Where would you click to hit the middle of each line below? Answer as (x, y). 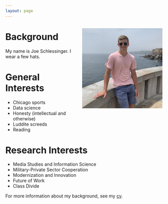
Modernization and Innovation (44, 175)
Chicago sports (29, 102)
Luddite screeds (30, 124)
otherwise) (24, 118)
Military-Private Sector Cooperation (50, 170)
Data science (27, 108)
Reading (22, 129)
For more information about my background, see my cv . (64, 196)
